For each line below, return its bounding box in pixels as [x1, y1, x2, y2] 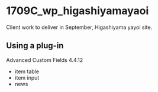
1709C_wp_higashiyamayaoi [6, 4, 149, 18]
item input [14, 74, 40, 81]
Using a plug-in [6, 41, 64, 51]
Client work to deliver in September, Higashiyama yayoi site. [6, 24, 153, 31]
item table [14, 68, 40, 75]
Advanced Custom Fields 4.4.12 [6, 56, 83, 63]
